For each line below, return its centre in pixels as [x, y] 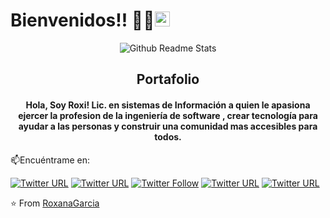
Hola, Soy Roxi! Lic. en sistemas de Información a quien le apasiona [168, 105]
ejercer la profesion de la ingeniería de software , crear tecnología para [168, 115]
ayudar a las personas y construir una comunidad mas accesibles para [168, 126]
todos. [168, 136]
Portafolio [168, 79]
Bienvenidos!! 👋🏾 [82, 20]
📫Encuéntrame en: [50, 160]
